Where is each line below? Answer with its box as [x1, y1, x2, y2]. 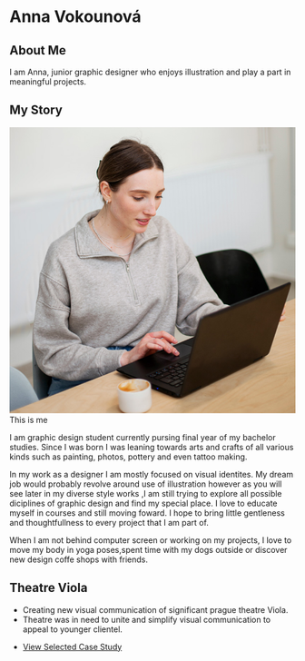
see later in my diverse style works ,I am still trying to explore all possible [9, 488, 283, 498]
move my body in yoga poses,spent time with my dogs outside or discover [9, 544, 288, 555]
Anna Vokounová [9, 6, 143, 27]
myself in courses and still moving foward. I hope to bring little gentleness [9, 507, 286, 518]
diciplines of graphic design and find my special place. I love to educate [9, 498, 278, 508]
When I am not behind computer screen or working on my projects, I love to [9, 534, 292, 546]
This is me [9, 414, 48, 425]
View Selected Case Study [22, 641, 123, 652]
